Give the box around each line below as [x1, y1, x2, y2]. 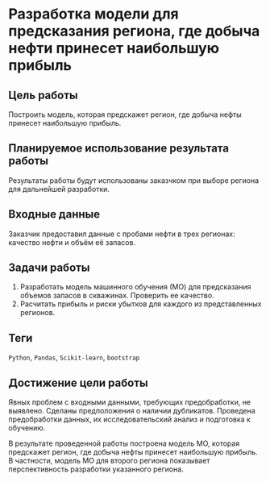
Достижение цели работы [8, 376, 148, 389]
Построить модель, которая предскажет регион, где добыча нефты [8, 110, 242, 119]
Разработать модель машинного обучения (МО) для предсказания [19, 282, 251, 292]
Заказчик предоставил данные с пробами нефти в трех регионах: [8, 229, 235, 239]
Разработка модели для [8, 5, 179, 23]
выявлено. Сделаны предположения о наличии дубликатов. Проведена [8, 406, 255, 416]
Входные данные [8, 207, 101, 222]
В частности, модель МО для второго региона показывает [8, 456, 210, 466]
